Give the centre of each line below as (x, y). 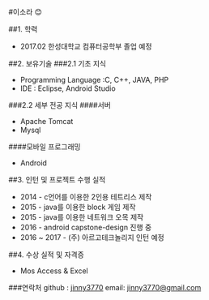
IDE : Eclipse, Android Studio (68, 88)
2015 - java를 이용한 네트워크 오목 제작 (82, 217)
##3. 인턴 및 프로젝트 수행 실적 (57, 180)
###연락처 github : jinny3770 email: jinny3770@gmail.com (105, 287)
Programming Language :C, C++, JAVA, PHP (94, 80)
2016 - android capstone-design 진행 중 (86, 227)
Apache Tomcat (47, 121)
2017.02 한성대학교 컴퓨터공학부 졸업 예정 (86, 46)
